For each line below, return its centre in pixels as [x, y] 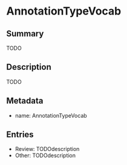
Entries [20, 135]
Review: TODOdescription [47, 149]
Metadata [25, 101]
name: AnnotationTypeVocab [51, 115]
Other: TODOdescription [45, 155]
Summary [25, 34]
